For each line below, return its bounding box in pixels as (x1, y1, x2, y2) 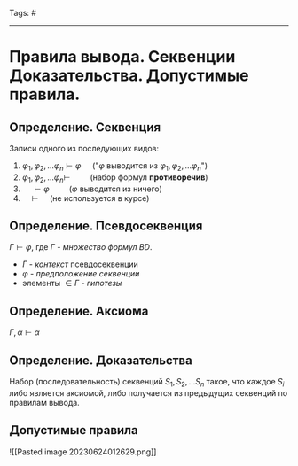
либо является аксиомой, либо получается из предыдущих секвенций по (9, 387, 288, 398)
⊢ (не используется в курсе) (31, 192, 150, 203)
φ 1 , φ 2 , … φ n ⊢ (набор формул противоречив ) (21, 172, 208, 184)
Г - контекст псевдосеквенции (21, 259, 139, 269)
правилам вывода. (9, 397, 80, 408)
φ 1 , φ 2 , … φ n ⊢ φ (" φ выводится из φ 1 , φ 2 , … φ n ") (21, 160, 208, 173)
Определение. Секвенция (9, 120, 161, 135)
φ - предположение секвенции (21, 268, 140, 279)
